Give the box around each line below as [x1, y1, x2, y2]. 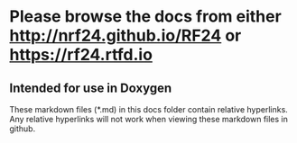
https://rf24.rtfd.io [9, 45, 153, 65]
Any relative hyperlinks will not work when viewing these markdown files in [9, 114, 289, 124]
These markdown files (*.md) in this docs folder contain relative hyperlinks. [9, 104, 289, 114]
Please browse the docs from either [9, 6, 282, 27]
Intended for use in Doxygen [9, 80, 172, 95]
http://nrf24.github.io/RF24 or [9, 25, 242, 46]
